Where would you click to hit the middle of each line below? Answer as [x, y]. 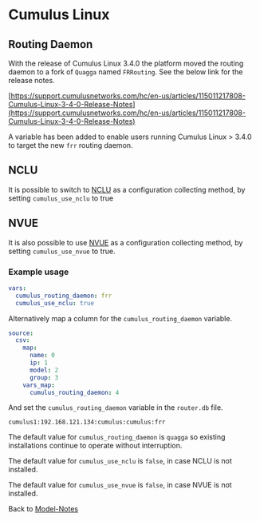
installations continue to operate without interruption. [95, 446]
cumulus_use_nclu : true [55, 303]
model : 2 [44, 370]
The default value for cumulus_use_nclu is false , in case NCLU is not [120, 461]
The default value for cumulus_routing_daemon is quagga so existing [117, 437]
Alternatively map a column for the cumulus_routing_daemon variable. [120, 318]
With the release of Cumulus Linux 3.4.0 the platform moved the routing [126, 63]
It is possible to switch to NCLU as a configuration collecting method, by [127, 189]
